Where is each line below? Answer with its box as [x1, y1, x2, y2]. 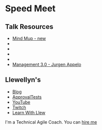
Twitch [12, 104, 26, 110]
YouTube [12, 99, 31, 105]
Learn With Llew [12, 109, 46, 115]
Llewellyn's [5, 76, 41, 84]
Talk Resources [5, 23, 53, 31]
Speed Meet [5, 3, 56, 14]
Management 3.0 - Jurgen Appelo [12, 62, 81, 67]
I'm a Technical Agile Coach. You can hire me [5, 119, 97, 125]
